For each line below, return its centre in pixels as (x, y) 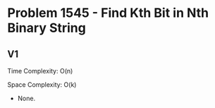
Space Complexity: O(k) (42, 85)
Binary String (47, 28)
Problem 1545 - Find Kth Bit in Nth (108, 13)
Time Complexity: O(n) (40, 71)
